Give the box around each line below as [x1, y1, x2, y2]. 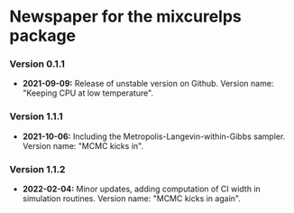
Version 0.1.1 [9, 58, 65, 70]
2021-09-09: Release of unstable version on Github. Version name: [22, 79, 274, 89]
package [9, 25, 77, 46]
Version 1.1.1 [9, 110, 63, 123]
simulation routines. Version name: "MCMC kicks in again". [22, 193, 241, 204]
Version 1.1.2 [9, 162, 66, 175]
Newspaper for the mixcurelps [9, 6, 242, 27]
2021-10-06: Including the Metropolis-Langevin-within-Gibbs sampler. [22, 131, 286, 142]
